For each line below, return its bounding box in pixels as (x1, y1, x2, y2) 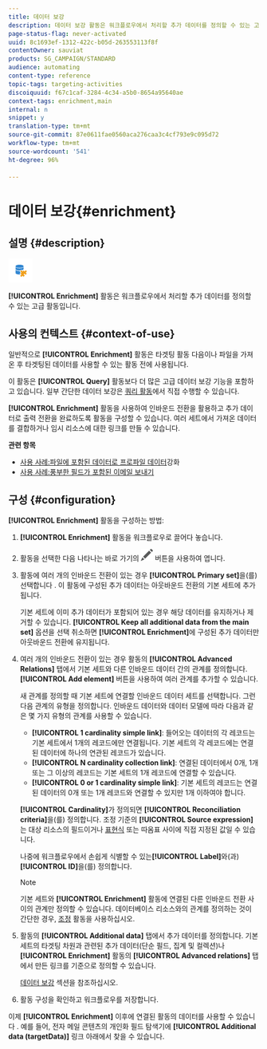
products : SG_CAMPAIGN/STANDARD (8, 55, 116, 63)
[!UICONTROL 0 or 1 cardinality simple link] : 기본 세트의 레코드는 (31, 778, 243, 787)
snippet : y (8, 114, 45, 122)
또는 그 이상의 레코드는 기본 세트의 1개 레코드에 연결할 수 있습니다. (31, 768, 237, 777)
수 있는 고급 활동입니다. (8, 302, 81, 311)
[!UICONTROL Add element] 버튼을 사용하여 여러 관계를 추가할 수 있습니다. (19, 674, 259, 684)
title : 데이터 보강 (8, 13, 65, 21)
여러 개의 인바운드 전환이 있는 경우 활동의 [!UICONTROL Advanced (19, 654, 233, 664)
